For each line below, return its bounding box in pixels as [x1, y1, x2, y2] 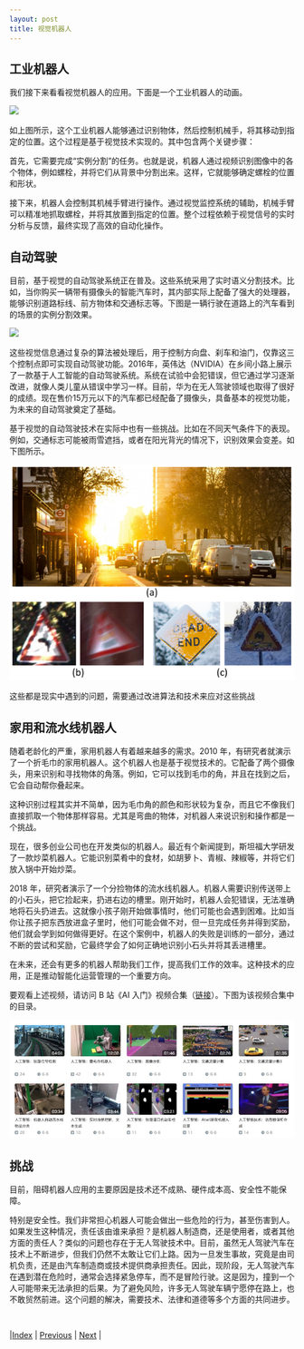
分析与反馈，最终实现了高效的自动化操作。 [9, 220, 168, 231]
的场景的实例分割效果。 [9, 309, 97, 320]
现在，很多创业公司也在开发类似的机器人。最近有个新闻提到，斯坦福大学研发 [9, 841, 295, 852]
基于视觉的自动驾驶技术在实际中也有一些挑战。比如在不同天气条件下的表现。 [9, 423, 295, 435]
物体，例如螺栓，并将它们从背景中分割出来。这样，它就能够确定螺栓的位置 [16, 167, 295, 178]
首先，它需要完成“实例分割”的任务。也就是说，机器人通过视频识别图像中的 [9, 155, 287, 167]
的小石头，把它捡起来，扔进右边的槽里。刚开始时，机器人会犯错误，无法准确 [9, 894, 295, 905]
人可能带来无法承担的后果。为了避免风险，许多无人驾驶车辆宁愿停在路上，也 [9, 1283, 295, 1294]
